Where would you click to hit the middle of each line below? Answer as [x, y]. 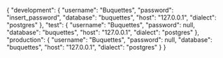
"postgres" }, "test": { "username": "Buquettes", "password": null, [101, 25]
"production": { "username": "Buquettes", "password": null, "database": [109, 40]
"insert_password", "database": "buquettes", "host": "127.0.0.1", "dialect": [112, 17]
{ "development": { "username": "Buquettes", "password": [90, 10]
